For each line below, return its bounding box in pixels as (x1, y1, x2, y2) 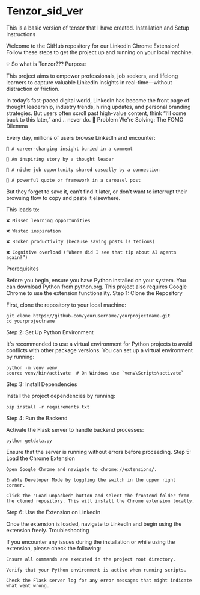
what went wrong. (6, 582, 50, 588)
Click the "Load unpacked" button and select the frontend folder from (6, 493, 189, 499)
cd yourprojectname (6, 318, 55, 324)
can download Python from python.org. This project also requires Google (6, 283, 187, 290)
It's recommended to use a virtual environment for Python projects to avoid (6, 340, 192, 347)
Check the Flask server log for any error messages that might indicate (6, 577, 192, 584)
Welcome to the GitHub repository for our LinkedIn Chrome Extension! (6, 42, 180, 49)
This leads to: (6, 206, 40, 213)
